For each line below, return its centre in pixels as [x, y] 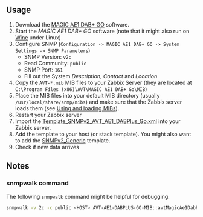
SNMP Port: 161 [43, 70]
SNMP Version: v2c [47, 56]
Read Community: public [55, 63]
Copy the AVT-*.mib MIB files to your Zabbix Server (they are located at [103, 82]
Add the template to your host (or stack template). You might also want [103, 134]
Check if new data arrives [47, 147]
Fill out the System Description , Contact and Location [91, 76]
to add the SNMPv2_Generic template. [63, 140]
